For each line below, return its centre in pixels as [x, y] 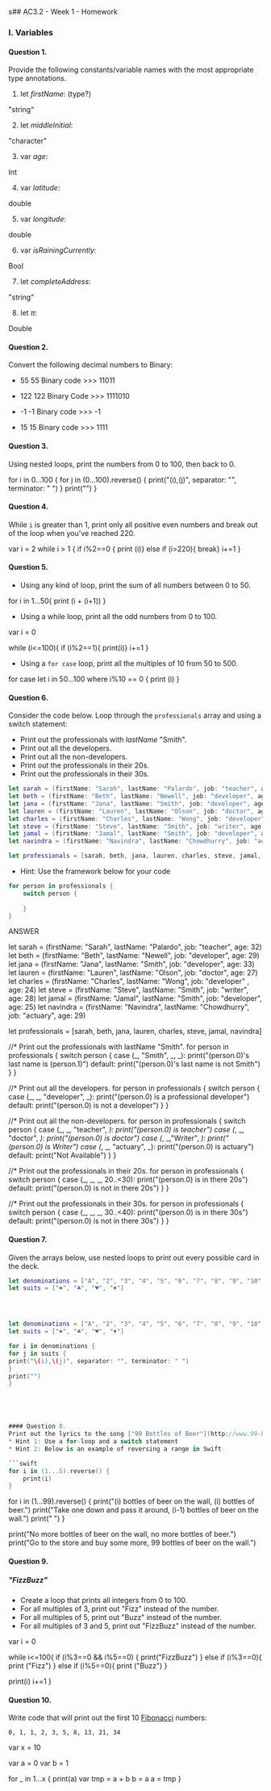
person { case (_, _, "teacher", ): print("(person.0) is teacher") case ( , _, [126, 1130]
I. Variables [31, 32]
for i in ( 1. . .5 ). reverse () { [59, 1471]
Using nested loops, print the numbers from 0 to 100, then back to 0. [122, 464]
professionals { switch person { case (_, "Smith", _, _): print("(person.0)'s [129, 1056]
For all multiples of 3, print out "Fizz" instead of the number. [119, 1609]
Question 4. [28, 507]
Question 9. [28, 1561]
